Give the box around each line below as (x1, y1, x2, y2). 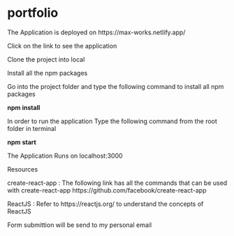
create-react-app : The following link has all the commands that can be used (7, 179, 228, 187)
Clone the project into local (7, 55, 85, 64)
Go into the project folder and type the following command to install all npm (7, 82, 224, 90)
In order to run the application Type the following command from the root (7, 117, 218, 125)
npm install (7, 103, 41, 111)
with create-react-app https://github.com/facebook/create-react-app (7, 186, 207, 194)
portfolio (7, 5, 59, 21)
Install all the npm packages (7, 69, 88, 77)
